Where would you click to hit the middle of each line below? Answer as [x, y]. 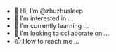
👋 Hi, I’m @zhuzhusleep [48, 11]
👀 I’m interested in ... [44, 18]
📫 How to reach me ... [46, 41]
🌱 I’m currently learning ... [51, 26]
